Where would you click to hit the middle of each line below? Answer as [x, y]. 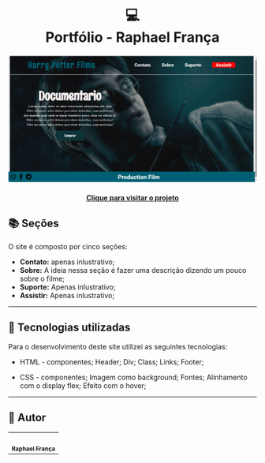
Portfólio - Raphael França [132, 37]
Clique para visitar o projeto [132, 197]
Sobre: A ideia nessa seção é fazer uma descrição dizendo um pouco [133, 270]
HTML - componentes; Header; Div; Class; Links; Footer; [112, 362]
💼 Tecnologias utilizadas [69, 328]
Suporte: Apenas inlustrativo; [67, 287]
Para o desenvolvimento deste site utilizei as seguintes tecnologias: [118, 346]
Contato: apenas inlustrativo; [67, 262]
